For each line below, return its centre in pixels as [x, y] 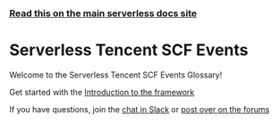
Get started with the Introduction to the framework [102, 92]
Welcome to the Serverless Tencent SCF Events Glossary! [116, 75]
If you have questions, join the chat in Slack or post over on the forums [139, 109]
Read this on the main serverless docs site [103, 13]
